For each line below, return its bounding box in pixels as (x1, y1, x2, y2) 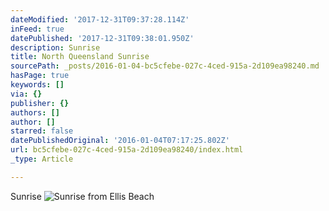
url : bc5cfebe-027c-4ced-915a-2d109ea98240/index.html (10, 145, 244, 155)
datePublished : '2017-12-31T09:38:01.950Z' (10, 33, 195, 43)
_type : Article (10, 154, 74, 164)
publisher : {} (10, 98, 70, 108)
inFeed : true (10, 24, 65, 34)
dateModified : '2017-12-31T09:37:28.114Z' (10, 14, 190, 25)
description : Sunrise (10, 42, 101, 53)
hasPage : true (10, 71, 70, 81)
